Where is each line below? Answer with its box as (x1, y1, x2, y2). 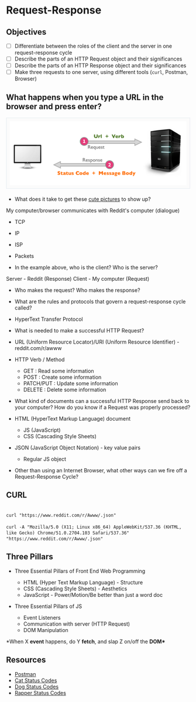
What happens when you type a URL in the (6, 92, 164, 102)
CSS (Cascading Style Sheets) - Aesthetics (23, 585, 128, 592)
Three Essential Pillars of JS (14, 603, 82, 610)
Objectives (6, 27, 47, 37)
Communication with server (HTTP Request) (23, 620, 130, 627)
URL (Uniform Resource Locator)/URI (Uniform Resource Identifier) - (14, 338, 180, 345)
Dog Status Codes (14, 683, 59, 690)
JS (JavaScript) (23, 426, 61, 434)
